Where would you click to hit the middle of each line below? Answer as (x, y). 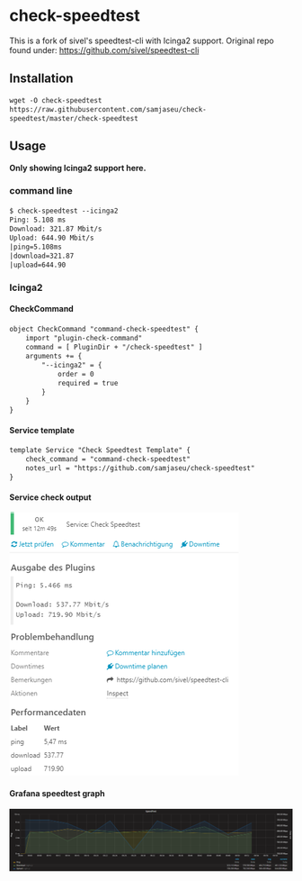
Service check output (50, 497)
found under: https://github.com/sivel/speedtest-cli (104, 50)
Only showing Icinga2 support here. (78, 168)
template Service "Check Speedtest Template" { (100, 450)
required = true (88, 383)
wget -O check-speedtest (56, 100)
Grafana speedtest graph (57, 793)
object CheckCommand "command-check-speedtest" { (104, 329)
